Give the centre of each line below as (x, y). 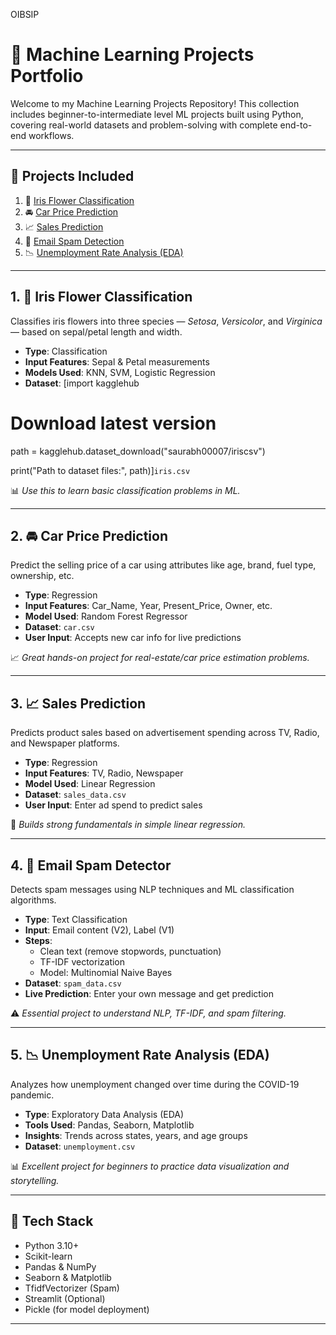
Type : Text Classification (76, 919)
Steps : (38, 940)
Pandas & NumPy (60, 1266)
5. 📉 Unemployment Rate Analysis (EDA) (140, 1055)
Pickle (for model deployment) (87, 1309)
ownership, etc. (42, 576)
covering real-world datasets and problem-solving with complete (144, 125)
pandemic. (32, 1095)
